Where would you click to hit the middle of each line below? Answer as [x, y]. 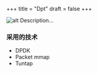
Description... [37, 20]
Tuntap [24, 63]
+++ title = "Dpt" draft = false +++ [49, 9]
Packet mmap [32, 57]
